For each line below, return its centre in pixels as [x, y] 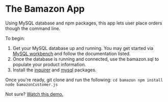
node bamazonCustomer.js [32, 85]
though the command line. [33, 28]
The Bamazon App [45, 9]
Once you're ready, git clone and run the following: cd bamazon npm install [84, 80]
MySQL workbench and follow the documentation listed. [72, 54]
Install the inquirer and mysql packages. [54, 70]
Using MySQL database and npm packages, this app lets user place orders [84, 23]
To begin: [15, 38]
